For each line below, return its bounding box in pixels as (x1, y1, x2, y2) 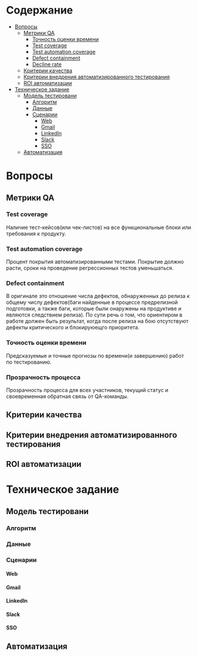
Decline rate (32, 60, 62, 68)
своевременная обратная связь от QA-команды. (6, 393, 129, 400)
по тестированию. (6, 358, 52, 365)
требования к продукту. (6, 230, 66, 237)
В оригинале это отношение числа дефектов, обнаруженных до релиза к (6, 293, 190, 300)
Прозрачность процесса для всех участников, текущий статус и (6, 387, 169, 393)
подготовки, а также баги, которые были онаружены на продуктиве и (6, 305, 182, 312)
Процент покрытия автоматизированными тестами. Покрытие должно (6, 258, 184, 266)
